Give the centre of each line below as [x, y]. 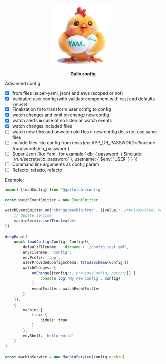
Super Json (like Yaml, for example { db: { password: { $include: [77, 154]
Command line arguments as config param [56, 164]
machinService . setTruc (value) [45, 221]
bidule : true [54, 320]
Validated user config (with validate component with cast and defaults [83, 99]
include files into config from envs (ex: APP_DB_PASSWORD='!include [84, 143]
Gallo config [83, 74]
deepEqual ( [16, 237]
